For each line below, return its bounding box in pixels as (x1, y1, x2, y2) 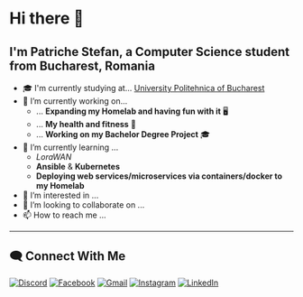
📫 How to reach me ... (22, 209, 106, 220)
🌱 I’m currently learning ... (22, 142, 119, 153)
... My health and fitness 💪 (35, 119, 137, 129)
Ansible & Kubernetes (35, 162, 120, 172)
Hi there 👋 (9, 8, 84, 29)
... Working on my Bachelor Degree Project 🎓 (35, 129, 210, 139)
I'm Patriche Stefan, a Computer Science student (9, 44, 290, 60)
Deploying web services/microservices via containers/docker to (35, 171, 282, 181)
